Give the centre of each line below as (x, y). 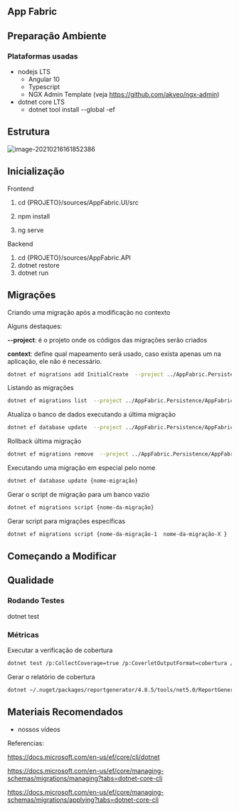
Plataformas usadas (43, 56)
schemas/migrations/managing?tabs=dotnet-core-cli (85, 778)
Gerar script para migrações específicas (67, 521)
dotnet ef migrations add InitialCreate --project (85, 374)
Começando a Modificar (62, 556)
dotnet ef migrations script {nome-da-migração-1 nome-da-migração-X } (117, 534)
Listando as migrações (41, 388)
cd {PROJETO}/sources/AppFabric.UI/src (78, 202)
